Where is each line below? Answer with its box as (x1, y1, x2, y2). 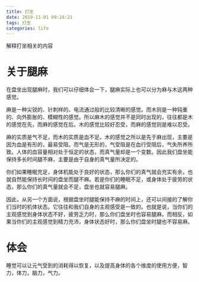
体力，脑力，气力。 (16, 270, 63, 277)
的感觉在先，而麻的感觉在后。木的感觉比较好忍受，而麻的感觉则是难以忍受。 (6, 121, 193, 128)
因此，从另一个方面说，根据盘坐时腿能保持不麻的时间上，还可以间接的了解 (6, 196, 188, 203)
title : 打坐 (6, 8, 34, 15)
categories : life (6, 25, 49, 31)
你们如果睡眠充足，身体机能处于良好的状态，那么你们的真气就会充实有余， (6, 169, 188, 176)
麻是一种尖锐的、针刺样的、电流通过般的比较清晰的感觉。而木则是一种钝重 (6, 106, 188, 113)
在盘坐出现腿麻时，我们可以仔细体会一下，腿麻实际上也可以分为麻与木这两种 (6, 86, 193, 93)
